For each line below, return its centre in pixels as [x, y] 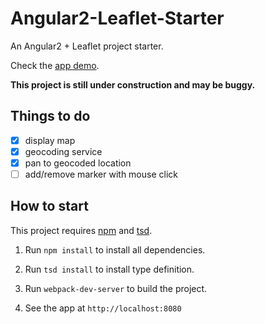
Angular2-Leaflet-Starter [117, 18]
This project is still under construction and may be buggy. [133, 84]
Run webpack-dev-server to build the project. [116, 288]
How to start [49, 206]
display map [50, 140]
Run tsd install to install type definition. [109, 269]
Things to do [50, 116]
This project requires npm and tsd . [81, 230]
